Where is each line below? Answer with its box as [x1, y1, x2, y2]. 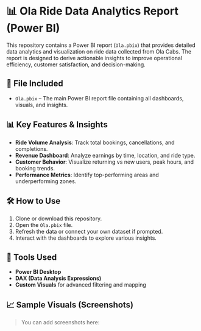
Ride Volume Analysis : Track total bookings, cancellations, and [15, 139, 175, 146]
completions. [15, 145, 48, 152]
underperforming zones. [15, 177, 77, 185]
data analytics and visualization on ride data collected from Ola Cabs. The [6, 47, 192, 55]
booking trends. [15, 164, 55, 172]
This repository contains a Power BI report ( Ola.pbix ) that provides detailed [6, 41, 196, 49]
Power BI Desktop [15, 268, 62, 276]
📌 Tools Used [6, 252, 57, 262]
